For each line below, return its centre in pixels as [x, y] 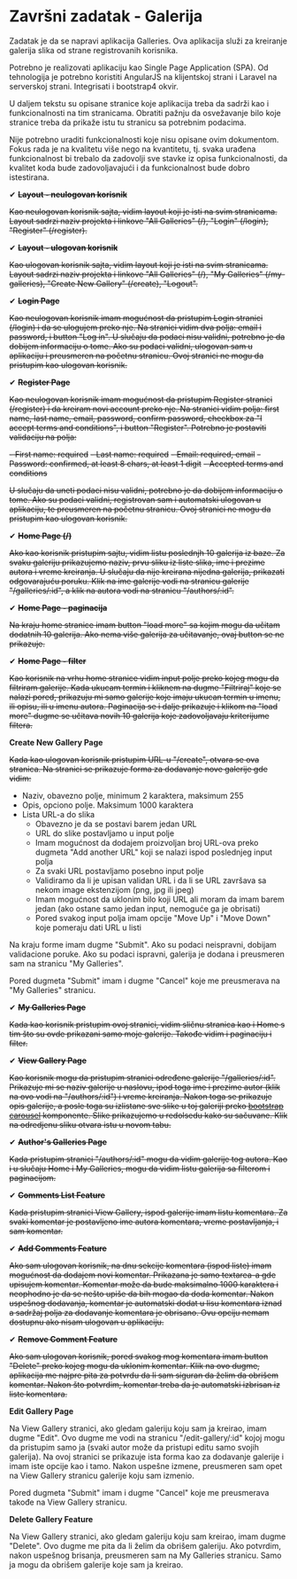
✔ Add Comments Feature [58, 1248]
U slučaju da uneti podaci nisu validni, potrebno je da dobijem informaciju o [146, 490]
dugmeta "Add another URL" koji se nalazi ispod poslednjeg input [153, 852]
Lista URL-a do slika [58, 814]
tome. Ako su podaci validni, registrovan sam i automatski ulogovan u [135, 499]
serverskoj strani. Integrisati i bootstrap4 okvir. [94, 86]
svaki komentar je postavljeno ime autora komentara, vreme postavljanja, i [144, 1222]
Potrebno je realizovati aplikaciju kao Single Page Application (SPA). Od [139, 67]
